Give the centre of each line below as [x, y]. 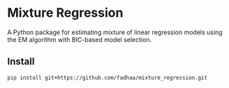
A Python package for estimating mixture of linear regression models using [115, 32]
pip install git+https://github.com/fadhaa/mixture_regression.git [108, 78]
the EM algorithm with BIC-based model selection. [80, 39]
